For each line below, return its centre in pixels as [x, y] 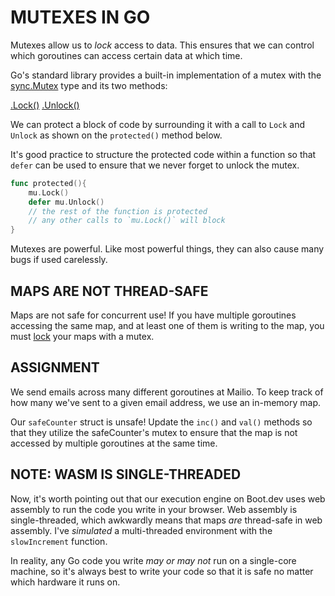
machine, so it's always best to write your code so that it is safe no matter [162, 571]
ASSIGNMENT [55, 367]
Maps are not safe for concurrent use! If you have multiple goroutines [153, 315]
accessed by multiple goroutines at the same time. [114, 443]
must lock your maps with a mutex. [82, 336]
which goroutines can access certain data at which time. [126, 55]
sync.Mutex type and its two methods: [89, 85]
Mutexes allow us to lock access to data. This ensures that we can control [162, 45]
